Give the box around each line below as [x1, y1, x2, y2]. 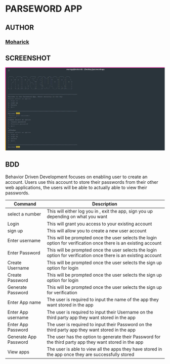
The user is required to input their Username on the [47, 309, 153, 315]
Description [92, 201, 117, 207]
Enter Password [7, 249, 40, 255]
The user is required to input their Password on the [47, 321, 152, 327]
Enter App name [7, 299, 41, 305]
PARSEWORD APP [5, 3, 82, 15]
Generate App [7, 334, 37, 340]
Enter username [7, 237, 41, 243]
